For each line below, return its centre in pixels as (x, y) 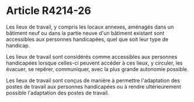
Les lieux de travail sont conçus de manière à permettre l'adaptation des (93, 80)
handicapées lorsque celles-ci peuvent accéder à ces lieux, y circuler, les (94, 63)
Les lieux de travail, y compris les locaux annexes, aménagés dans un (90, 27)
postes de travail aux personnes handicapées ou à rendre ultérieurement (93, 86)
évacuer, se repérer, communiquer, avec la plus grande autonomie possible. (97, 69)
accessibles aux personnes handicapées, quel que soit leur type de (87, 39)
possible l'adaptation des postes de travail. (58, 93)
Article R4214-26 (49, 11)
